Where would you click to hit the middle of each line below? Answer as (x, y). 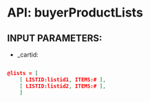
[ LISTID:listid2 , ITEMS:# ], (63, 86)
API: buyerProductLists (75, 13)
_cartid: (28, 54)
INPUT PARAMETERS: (55, 38)
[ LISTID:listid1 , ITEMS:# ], (63, 80)
